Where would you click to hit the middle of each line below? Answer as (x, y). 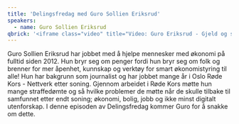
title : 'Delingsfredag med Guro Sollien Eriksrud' (84, 14)
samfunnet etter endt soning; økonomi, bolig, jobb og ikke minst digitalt (112, 99)
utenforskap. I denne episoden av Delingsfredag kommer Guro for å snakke (118, 106)
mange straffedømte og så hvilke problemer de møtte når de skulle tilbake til (119, 91)
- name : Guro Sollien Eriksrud (60, 27)
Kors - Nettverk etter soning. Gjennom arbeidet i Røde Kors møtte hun (110, 84)
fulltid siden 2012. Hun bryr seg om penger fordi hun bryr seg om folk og (114, 62)
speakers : (22, 21)
